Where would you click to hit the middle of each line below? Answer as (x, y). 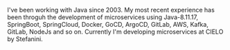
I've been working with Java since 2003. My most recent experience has (111, 10)
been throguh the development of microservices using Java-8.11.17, (103, 17)
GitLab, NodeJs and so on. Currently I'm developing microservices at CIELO (115, 32)
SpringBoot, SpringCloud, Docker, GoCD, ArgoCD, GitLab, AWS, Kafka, (108, 24)
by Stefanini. (25, 39)
